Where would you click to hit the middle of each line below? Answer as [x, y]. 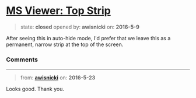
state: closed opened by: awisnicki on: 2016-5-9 [80, 27]
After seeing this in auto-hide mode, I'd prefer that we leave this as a [88, 38]
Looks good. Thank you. [35, 89]
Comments [22, 60]
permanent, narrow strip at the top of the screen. [65, 44]
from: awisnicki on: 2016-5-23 [58, 78]
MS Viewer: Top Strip [58, 11]
